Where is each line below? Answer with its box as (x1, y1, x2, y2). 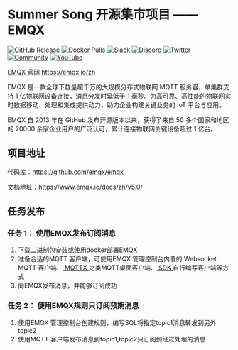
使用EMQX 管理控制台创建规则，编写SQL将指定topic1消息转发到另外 (17, 318, 217, 327)
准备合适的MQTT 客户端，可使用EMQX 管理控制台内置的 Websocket (17, 255, 217, 263)
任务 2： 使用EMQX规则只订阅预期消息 (7, 301, 140, 311)
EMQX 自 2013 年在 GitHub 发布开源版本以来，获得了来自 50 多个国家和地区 (7, 115, 229, 124)
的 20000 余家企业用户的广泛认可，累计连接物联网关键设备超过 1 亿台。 (7, 124, 217, 133)
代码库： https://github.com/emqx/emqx (7, 168, 124, 176)
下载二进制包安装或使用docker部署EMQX (17, 246, 138, 254)
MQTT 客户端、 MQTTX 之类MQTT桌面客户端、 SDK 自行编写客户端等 (17, 263, 223, 272)
